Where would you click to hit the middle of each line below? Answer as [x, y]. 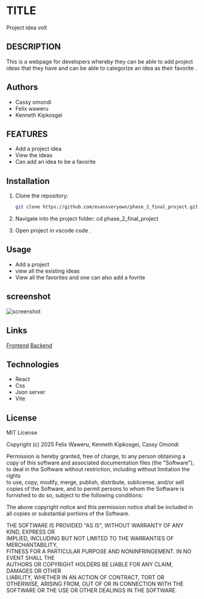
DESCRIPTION [33, 47]
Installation [28, 181]
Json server [30, 392]
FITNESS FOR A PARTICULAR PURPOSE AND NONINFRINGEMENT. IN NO [99, 551]
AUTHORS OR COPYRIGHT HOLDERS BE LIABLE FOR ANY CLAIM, [90, 564]
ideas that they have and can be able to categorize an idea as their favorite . [102, 68]
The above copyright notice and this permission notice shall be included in [100, 507]
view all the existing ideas [47, 271]
